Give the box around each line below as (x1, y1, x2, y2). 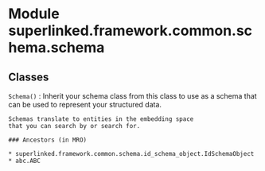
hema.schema (8, 39, 105, 56)
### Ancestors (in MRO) (8, 136, 88, 144)
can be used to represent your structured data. (8, 100, 162, 109)
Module (8, 5, 60, 23)
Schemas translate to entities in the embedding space (8, 115, 194, 123)
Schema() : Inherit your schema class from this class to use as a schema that (8, 91, 257, 100)
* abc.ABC (8, 157, 41, 165)
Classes (8, 70, 49, 84)
